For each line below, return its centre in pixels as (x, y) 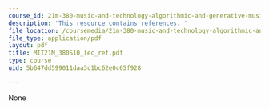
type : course (30, 61)
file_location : (34, 30)
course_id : (26, 16)
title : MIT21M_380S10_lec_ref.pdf (66, 53)
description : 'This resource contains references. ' (98, 23)
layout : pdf (28, 46)
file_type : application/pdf (55, 38)
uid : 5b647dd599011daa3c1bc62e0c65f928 (75, 68)
